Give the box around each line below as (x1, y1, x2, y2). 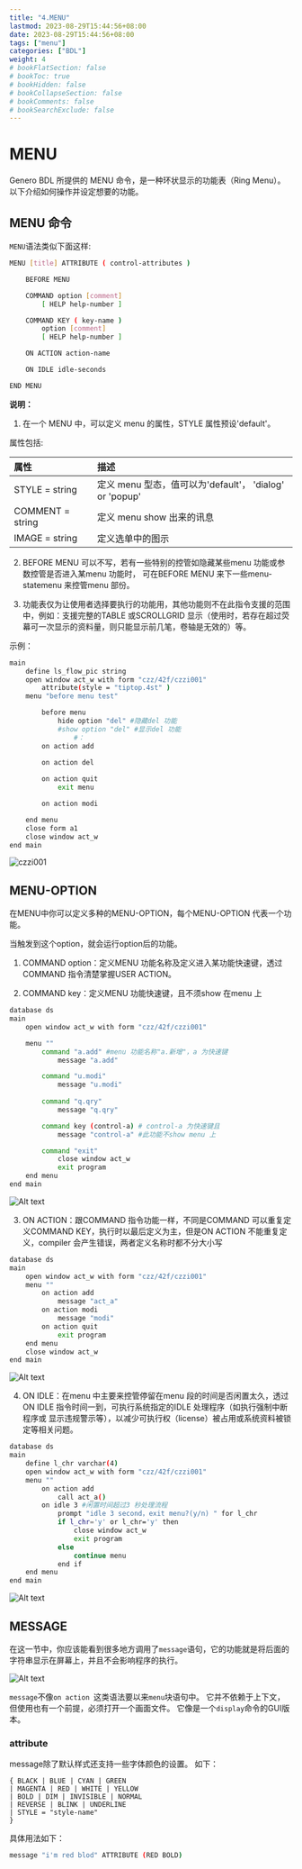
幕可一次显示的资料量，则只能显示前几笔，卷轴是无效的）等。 (22, 621, 252, 631)
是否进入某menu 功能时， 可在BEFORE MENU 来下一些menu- (46, 568, 272, 579)
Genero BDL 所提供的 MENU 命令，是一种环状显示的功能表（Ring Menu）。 (9, 175, 286, 186)
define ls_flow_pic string (25, 667, 127, 676)
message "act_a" (57, 1297, 119, 1306)
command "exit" (41, 1146, 99, 1156)
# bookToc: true (9, 72, 70, 81)
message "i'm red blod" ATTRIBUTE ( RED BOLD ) (9, 1851, 182, 1860)
